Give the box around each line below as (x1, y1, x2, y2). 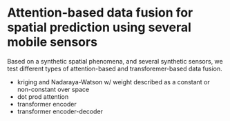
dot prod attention (17, 92, 69, 101)
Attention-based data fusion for (7, 5, 193, 21)
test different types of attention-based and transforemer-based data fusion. (7, 64, 222, 73)
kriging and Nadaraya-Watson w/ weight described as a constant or (17, 77, 210, 86)
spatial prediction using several (7, 19, 192, 35)
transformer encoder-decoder (17, 107, 104, 115)
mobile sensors (7, 35, 98, 50)
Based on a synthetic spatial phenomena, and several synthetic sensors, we (7, 57, 223, 65)
